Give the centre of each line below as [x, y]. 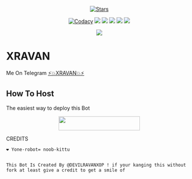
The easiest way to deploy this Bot [48, 108]
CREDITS [17, 139]
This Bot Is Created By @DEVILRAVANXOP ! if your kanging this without [96, 165]
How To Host [30, 94]
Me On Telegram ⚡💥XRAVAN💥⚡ [45, 73]
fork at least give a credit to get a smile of [66, 170]
